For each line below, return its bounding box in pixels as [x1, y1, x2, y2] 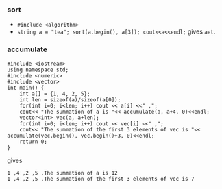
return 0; [19, 138, 48, 145]
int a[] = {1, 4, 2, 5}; [19, 90, 90, 97]
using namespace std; [7, 66, 69, 73]
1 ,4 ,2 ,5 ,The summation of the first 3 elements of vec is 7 [7, 175, 195, 182]
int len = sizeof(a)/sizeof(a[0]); [19, 96, 121, 103]
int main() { [7, 84, 45, 91]
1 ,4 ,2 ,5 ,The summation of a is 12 [7, 169, 118, 176]
